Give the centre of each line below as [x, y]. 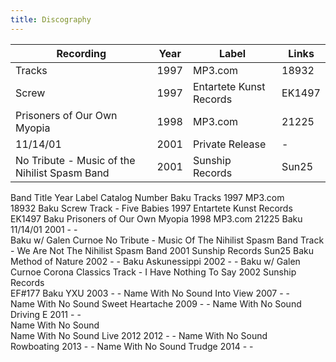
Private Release [229, 144]
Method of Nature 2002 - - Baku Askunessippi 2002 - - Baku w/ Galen [155, 261]
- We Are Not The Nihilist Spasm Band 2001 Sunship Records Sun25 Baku [162, 250]
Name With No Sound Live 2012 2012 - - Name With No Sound [139, 335]
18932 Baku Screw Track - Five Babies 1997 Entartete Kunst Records [151, 208]
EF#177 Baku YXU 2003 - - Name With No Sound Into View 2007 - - [150, 293]
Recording [81, 53]
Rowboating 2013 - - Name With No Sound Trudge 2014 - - [132, 346]
